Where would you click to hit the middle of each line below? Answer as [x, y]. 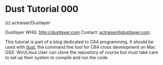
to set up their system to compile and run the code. [57, 57]
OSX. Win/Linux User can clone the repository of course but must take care [82, 52]
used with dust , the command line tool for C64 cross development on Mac [81, 47]
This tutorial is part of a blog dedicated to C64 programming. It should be [79, 42]
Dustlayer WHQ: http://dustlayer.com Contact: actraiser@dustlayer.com [78, 32]
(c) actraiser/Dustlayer [28, 23]
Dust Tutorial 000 [42, 9]
